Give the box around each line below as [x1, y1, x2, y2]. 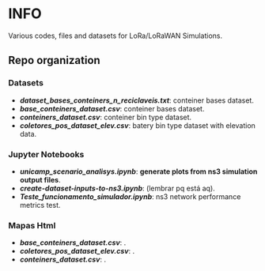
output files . [19, 175, 61, 184]
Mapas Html [8, 220, 56, 231]
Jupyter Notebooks [8, 149, 85, 160]
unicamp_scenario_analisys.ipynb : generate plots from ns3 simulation [19, 167, 258, 176]
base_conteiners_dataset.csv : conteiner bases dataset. [19, 104, 205, 113]
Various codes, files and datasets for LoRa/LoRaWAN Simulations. [8, 31, 223, 40]
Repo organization [8, 54, 100, 67]
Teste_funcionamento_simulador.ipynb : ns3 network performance [19, 191, 241, 201]
